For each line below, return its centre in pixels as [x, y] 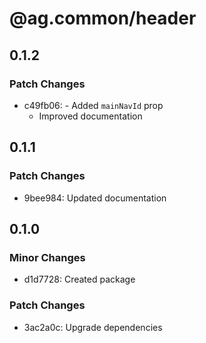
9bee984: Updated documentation [95, 198]
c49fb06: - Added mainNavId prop [93, 105]
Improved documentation [90, 116]
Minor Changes [47, 257]
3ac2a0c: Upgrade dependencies [93, 327]
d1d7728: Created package [79, 279]
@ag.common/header [103, 18]
